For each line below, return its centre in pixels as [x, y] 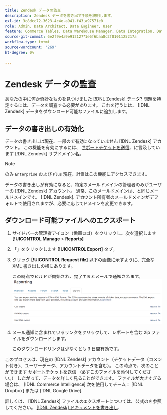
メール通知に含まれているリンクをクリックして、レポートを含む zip [81, 332]
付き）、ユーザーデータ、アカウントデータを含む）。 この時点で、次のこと [84, 366]
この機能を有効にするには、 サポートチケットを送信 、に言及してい [92, 148]
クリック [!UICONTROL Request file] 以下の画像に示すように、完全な [83, 260]
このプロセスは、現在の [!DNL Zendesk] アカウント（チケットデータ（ [77, 359]
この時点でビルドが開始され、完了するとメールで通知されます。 [78, 277]
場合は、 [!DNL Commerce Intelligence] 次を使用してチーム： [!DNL [74, 384]
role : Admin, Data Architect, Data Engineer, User [59, 26]
